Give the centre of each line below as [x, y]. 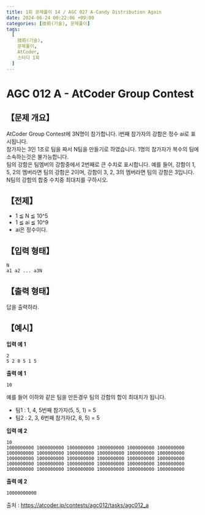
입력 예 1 [16, 344]
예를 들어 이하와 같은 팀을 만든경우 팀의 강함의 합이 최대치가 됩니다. [86, 397]
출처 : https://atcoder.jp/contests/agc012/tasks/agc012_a [77, 505]
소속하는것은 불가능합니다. [38, 156]
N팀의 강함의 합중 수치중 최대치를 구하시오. [58, 180]
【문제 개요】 [30, 118]
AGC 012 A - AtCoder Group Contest [100, 93]
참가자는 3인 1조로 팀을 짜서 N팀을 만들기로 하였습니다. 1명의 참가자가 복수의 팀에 [102, 149]
